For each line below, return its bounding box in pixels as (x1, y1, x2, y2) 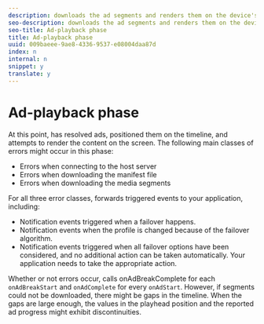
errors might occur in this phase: (8, 146, 114, 155)
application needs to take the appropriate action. (19, 258, 178, 268)
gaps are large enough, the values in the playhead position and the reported (8, 299, 254, 308)
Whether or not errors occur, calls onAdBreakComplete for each (8, 274, 216, 283)
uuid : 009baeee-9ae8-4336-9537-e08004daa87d (8, 41, 156, 49)
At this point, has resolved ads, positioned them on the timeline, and (8, 129, 228, 139)
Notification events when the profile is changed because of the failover (19, 225, 250, 235)
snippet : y (8, 63, 44, 71)
